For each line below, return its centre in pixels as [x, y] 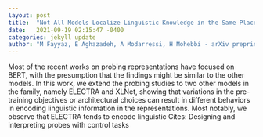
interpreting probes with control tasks [68, 125]
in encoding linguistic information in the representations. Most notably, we [128, 108]
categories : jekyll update [52, 37]
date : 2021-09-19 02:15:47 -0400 [66, 30]
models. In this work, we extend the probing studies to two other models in [128, 84]
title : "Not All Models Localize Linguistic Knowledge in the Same [122, 23]
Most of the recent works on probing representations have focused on [121, 67]
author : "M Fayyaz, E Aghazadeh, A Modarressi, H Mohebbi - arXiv [119, 45]
